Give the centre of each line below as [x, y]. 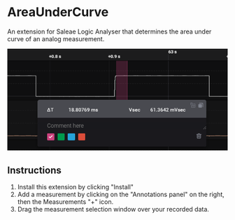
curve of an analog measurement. [56, 38]
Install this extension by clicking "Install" [76, 187]
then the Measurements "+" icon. [65, 202]
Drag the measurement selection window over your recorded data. [113, 210]
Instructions [34, 170]
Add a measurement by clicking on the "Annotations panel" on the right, [121, 195]
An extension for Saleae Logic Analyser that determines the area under [109, 31]
